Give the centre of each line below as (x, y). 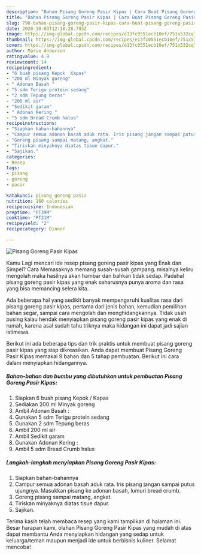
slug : (13, 23)
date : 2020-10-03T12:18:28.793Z (46, 28)
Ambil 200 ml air (35, 430)
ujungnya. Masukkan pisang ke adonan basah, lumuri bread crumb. (98, 490)
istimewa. (18, 332)
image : (14, 34)
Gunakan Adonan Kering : (47, 442)
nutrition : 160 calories (37, 201)
